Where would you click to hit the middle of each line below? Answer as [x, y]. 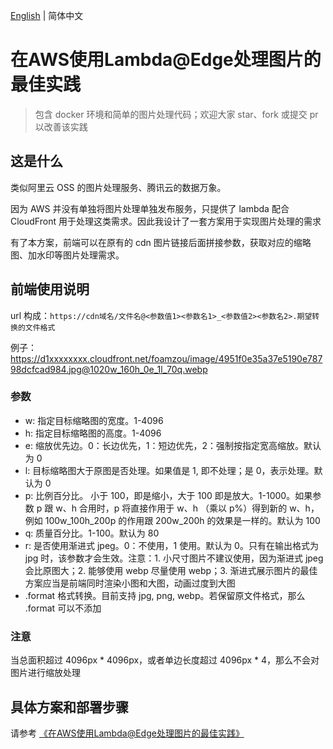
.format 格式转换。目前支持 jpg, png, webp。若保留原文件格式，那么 [165, 595]
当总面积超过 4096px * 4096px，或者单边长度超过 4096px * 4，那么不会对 [165, 660]
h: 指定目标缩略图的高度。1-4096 [93, 433]
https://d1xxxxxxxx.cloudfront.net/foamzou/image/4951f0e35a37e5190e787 [166, 358]
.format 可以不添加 [63, 608]
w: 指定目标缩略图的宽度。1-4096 [94, 420]
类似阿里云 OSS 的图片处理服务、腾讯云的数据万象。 [118, 187]
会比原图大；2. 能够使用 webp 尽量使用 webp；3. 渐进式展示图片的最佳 [171, 570]
